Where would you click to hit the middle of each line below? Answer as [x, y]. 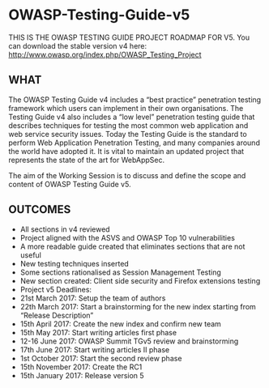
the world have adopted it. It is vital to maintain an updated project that [126, 151]
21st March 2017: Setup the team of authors [93, 298]
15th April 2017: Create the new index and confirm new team [120, 324]
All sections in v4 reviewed [65, 229]
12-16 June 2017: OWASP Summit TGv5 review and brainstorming [129, 341]
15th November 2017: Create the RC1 [81, 367]
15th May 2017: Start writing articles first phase [98, 332]
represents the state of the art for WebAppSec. [87, 160]
